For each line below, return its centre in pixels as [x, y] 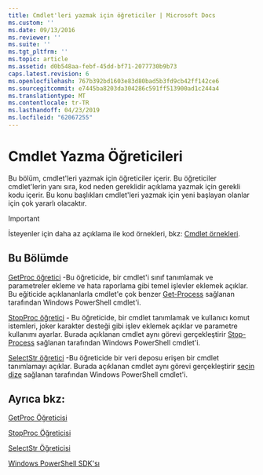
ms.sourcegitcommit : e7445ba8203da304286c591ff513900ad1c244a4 [114, 88]
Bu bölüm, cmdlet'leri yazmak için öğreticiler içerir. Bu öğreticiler [113, 178]
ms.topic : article [38, 60]
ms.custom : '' [31, 23]
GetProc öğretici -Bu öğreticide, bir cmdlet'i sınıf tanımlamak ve [111, 277]
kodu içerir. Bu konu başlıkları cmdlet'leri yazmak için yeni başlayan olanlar [129, 195]
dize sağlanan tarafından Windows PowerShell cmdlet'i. [98, 375]
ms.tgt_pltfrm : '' [38, 52]
